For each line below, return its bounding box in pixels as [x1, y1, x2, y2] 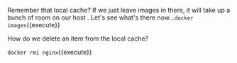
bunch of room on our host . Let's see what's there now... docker [7, 13, 194, 22]
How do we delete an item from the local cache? [7, 34, 149, 43]
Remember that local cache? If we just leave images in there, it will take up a [7, 6, 231, 14]
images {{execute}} [7, 21, 60, 29]
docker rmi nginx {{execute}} [7, 48, 92, 56]
